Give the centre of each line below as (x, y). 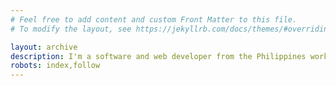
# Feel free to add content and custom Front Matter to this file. (154, 19)
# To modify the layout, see (71, 29)
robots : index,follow (55, 66)
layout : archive (44, 47)
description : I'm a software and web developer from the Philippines (158, 56)
